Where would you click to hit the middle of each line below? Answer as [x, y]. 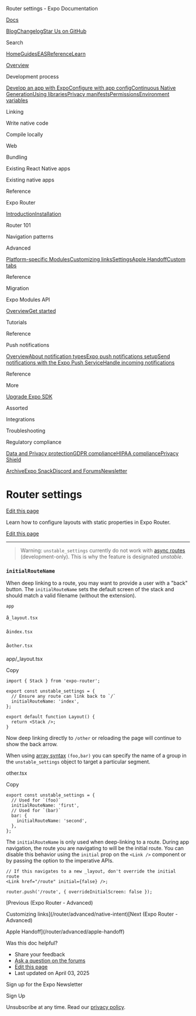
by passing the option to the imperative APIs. [60, 861]
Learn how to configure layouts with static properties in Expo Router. [88, 522]
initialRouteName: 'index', [45, 702]
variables [17, 100]
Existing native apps [30, 180]
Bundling [17, 157]
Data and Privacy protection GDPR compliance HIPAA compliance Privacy [92, 453]
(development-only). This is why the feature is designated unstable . [101, 557]
